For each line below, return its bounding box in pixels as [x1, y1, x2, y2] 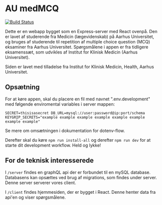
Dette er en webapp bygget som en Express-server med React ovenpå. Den [5, 28, 158, 34]
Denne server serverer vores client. [5, 180, 77, 186]
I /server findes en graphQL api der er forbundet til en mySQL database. [5, 169, 151, 175]
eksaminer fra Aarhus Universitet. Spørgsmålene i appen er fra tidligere [5, 44, 149, 50]
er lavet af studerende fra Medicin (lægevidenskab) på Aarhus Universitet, [5, 34, 155, 39]
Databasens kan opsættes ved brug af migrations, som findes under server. [5, 174, 157, 180]
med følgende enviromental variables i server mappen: [5, 101, 115, 107]
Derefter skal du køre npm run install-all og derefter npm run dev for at [5, 137, 151, 143]
